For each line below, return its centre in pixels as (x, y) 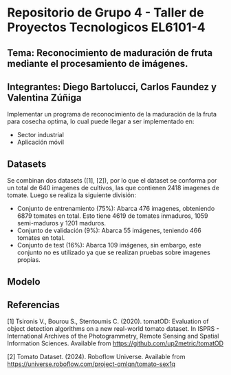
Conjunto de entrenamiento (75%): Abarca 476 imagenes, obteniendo (116, 209)
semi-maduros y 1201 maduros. (62, 223)
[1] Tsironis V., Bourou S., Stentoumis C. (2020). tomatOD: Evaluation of (108, 321)
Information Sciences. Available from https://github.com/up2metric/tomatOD (115, 343)
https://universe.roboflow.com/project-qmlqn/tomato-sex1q (91, 364)
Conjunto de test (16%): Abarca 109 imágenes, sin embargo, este (109, 245)
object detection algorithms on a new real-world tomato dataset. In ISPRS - (113, 329)
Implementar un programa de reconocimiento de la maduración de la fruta (112, 114)
